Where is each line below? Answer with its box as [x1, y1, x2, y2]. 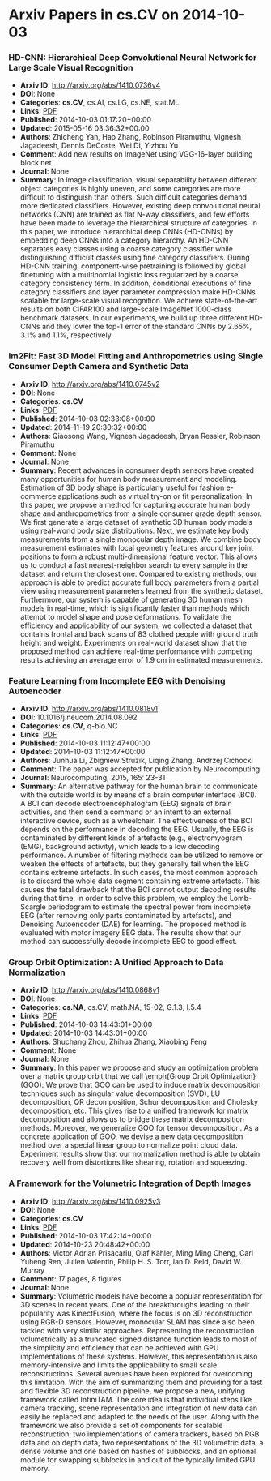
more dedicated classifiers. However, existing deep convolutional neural [19, 201, 260, 211]
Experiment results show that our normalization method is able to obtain [19, 1149, 260, 1159]
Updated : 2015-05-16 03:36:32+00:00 [19, 123, 150, 133]
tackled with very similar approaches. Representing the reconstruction [19, 1325, 255, 1335]
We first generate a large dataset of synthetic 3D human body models [19, 517, 253, 526]
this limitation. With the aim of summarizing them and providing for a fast [19, 1377, 263, 1387]
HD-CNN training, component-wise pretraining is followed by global [19, 261, 247, 271]
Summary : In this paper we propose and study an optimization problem [19, 1062, 259, 1072]
